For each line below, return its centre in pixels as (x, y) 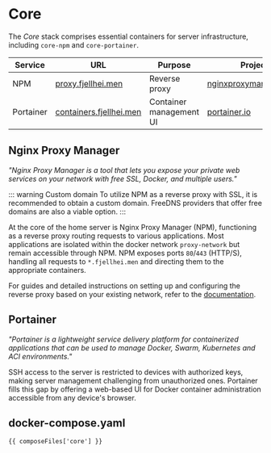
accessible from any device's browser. (73, 397)
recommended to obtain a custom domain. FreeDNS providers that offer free (135, 203)
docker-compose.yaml (67, 423)
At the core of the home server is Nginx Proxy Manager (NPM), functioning (133, 227)
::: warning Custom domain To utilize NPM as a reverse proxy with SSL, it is (133, 194)
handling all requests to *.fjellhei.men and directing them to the (116, 261)
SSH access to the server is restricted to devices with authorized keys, (126, 371)
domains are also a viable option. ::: (67, 212)
